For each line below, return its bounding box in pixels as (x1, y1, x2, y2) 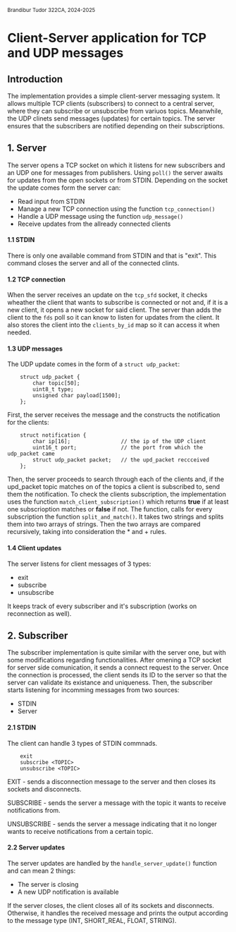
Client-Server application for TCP (7, 30, 206, 46)
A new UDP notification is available (17, 888, 119, 896)
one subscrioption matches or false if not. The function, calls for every (7, 505, 213, 514)
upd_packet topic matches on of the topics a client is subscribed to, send (7, 483, 221, 491)
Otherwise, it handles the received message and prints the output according (7, 909, 228, 917)
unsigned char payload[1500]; (32, 392, 121, 399)
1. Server (7, 142, 47, 155)
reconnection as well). (7, 609, 72, 617)
